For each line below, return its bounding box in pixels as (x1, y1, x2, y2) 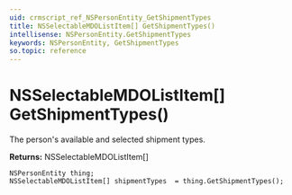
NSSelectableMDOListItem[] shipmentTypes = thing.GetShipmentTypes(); (9, 177, 284, 186)
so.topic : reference (9, 47, 87, 56)
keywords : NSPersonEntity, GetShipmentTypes (9, 38, 179, 48)
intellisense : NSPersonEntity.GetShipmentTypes (9, 30, 192, 39)
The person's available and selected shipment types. (9, 134, 205, 145)
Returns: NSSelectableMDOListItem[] (9, 152, 149, 163)
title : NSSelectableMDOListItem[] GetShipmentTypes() (9, 22, 216, 31)
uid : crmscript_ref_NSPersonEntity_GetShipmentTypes (9, 13, 212, 22)
